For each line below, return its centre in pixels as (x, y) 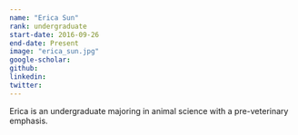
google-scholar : (40, 60)
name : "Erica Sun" (44, 18)
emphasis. (29, 121)
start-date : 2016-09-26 (55, 34)
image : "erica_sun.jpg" (55, 52)
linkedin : (28, 77)
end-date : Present (44, 43)
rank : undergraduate (49, 26)
